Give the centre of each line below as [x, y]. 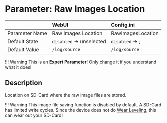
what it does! [18, 67]
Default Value [23, 49]
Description [24, 83]
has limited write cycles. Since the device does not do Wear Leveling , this [81, 110]
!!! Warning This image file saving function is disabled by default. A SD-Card [83, 104]
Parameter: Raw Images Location [75, 9]
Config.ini [123, 25]
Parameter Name [27, 33]
